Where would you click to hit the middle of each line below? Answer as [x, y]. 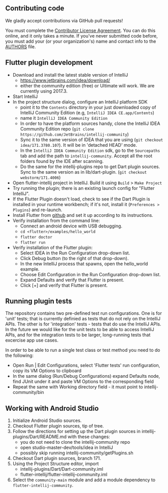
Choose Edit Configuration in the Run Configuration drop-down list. [90, 274]
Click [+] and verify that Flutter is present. [64, 285]
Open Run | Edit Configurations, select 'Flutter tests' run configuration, [86, 366]
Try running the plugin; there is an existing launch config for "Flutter [83, 188]
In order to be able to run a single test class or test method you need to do [83, 350]
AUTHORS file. [21, 46]
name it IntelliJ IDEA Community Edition [64, 118]
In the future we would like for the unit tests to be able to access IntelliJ [80, 330]
